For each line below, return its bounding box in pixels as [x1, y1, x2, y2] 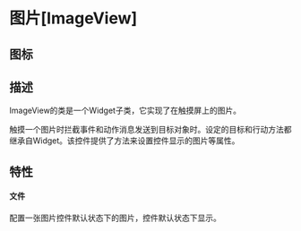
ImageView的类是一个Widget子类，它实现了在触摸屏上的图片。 [9, 105, 242, 116]
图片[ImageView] [9, 8, 138, 29]
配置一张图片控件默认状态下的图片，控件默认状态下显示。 [9, 212, 221, 223]
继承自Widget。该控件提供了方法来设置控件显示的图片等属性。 [9, 135, 240, 146]
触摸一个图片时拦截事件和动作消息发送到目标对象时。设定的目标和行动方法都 [9, 124, 292, 135]
